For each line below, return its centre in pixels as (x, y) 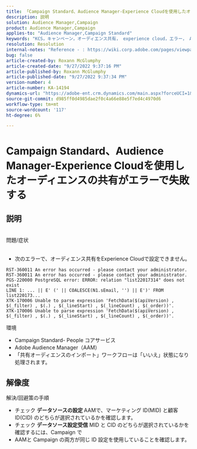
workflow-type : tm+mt (33, 104)
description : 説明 (28, 17)
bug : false (19, 55)
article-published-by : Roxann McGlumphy (56, 72)
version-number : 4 (28, 83)
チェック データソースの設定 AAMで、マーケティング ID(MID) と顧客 (96, 410)
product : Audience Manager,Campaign (51, 28)
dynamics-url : (23, 93)
